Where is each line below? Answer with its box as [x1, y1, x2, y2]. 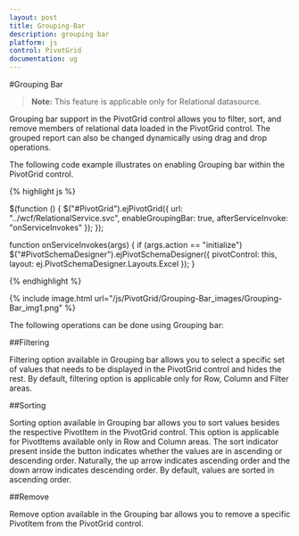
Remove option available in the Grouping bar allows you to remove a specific [9, 509, 291, 519]
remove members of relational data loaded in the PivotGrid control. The [9, 123, 270, 134]
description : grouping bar [9, 29, 110, 38]
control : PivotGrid [9, 46, 82, 55]
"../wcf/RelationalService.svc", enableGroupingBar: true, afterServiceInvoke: [9, 213, 288, 223]
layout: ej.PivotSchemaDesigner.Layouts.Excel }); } [9, 259, 195, 268]
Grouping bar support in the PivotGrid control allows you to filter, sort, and [9, 113, 282, 124]
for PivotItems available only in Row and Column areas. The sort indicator [9, 436, 279, 447]
